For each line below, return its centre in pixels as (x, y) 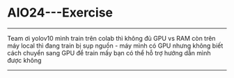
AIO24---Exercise (60, 13)
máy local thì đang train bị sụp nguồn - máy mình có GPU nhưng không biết (115, 46)
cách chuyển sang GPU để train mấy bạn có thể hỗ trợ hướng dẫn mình (109, 52)
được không (24, 60)
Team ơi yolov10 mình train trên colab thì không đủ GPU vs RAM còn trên (111, 38)
